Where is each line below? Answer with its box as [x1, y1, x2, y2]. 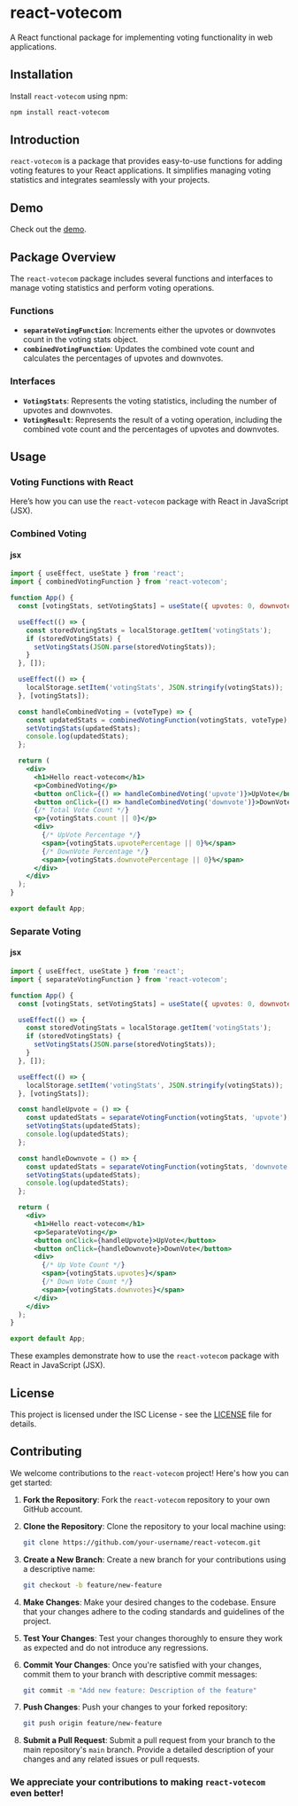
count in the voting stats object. [22, 334, 139, 345]
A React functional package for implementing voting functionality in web [10, 32, 273, 43]
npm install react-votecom [10, 107, 110, 117]
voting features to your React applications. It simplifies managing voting [10, 165, 271, 176]
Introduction [10, 132, 80, 148]
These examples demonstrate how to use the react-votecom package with [10, 1350, 279, 1361]
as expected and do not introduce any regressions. [22, 1642, 209, 1653]
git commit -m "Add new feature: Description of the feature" [22, 1685, 257, 1695]
